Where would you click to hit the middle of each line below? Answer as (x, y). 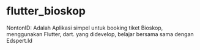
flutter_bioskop (46, 11)
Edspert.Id (19, 40)
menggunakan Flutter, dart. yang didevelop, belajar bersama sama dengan (100, 34)
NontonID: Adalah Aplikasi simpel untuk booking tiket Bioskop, (85, 28)
